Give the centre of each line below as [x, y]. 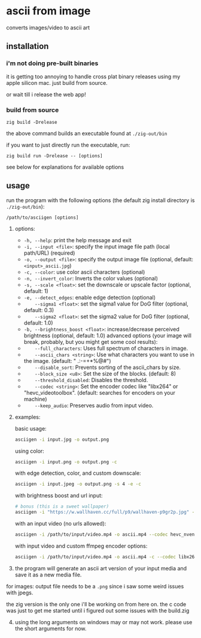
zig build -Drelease [32, 122]
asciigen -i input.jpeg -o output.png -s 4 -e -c [78, 484]
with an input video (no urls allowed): [60, 524]
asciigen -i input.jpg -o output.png [62, 439]
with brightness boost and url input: [59, 496]
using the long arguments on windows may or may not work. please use [103, 622]
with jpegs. [20, 593]
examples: [28, 417]
